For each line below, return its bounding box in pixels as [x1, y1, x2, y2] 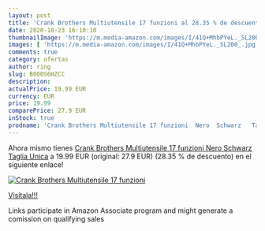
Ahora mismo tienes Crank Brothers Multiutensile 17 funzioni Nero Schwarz [8, 143, 252, 152]
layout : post [8, 11, 51, 20]
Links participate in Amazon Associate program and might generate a [8, 206, 233, 215]
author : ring [8, 63, 51, 71]
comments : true [8, 48, 58, 56]
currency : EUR [8, 92, 55, 100]
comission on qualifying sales [8, 214, 105, 223]
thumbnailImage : [8, 33, 62, 42]
